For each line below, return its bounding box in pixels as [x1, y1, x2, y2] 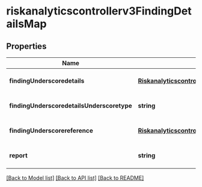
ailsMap [6, 17, 47, 31]
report [9, 151, 28, 159]
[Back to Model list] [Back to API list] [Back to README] [6, 174, 144, 182]
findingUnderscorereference [9, 127, 93, 135]
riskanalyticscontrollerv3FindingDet [6, 4, 192, 18]
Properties [6, 41, 47, 51]
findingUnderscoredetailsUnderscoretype [9, 101, 132, 110]
